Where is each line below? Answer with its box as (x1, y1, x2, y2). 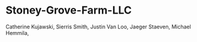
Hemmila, (5, 29, 29, 36)
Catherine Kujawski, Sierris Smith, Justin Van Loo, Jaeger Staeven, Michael (5, 23, 191, 30)
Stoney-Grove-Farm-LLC (5, 4, 132, 17)
